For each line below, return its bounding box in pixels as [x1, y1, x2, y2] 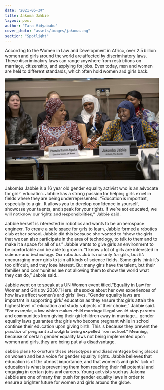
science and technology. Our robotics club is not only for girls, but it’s [5, 252, 145, 258]
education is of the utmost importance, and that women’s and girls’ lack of [5, 359, 154, 365]
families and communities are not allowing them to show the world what [5, 267, 149, 273]
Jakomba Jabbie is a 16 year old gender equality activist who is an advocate [5, 185, 159, 191]
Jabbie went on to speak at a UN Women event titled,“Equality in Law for [5, 282, 151, 288]
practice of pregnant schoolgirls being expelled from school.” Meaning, [5, 329, 148, 334]
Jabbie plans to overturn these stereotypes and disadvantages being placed [5, 349, 159, 354]
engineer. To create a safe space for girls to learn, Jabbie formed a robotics [5, 226, 157, 232]
